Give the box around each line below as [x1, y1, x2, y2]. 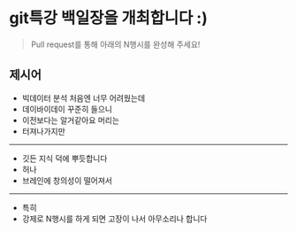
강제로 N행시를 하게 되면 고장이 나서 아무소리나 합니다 [21, 213, 208, 224]
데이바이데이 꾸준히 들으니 [21, 104, 113, 114]
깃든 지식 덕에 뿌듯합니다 [21, 152, 108, 164]
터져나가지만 [21, 126, 66, 136]
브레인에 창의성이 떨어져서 [21, 174, 113, 186]
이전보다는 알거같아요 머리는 [21, 114, 120, 125]
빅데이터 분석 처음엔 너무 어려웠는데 [21, 92, 146, 103]
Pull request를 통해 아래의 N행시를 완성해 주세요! [30, 39, 201, 50]
